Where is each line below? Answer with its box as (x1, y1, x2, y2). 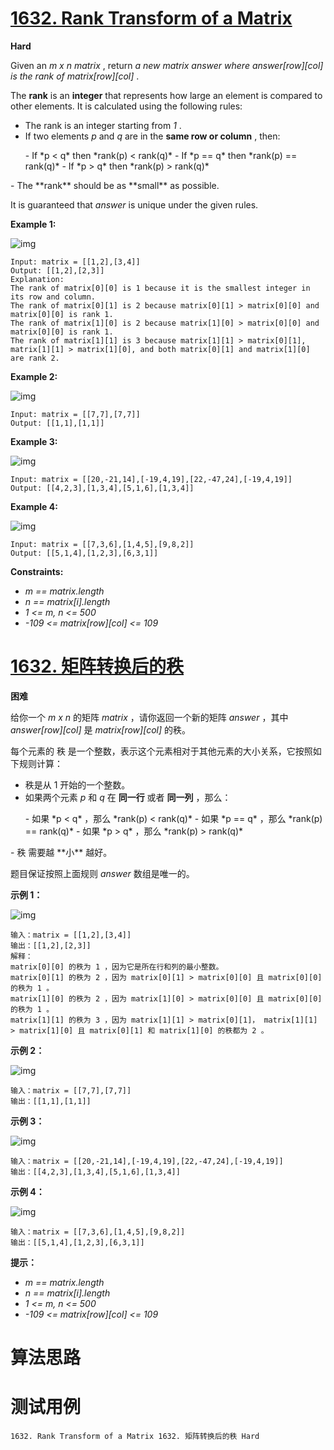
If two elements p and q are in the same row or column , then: (24, 130, 281, 142)
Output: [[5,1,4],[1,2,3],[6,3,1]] (10, 548, 159, 558)
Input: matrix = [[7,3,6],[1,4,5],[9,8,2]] (10, 539, 195, 549)
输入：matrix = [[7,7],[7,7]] (10, 1085, 132, 1096)
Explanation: (10, 274, 65, 284)
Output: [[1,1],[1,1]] (10, 418, 105, 428)
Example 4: (10, 500, 58, 512)
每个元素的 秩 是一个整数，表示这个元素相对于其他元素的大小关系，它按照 (10, 745, 313, 757)
